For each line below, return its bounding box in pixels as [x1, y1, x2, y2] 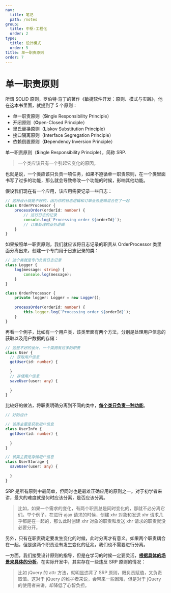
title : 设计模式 [10, 41, 42, 46]
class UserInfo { [5, 427, 42, 432]
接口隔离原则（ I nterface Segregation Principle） [12, 132, 114, 138]
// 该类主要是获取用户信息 [5, 422, 54, 427]
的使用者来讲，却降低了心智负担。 [17, 582, 90, 588]
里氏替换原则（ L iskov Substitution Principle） [12, 126, 108, 132]
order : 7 [5, 54, 24, 60]
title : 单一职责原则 [5, 50, 44, 55]
